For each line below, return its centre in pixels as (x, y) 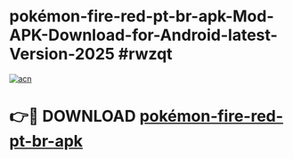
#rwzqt (145, 54)
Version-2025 (62, 54)
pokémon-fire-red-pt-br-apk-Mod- (142, 16)
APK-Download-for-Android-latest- (143, 35)
